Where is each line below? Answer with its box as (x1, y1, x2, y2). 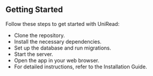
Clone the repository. (13, 32, 65, 39)
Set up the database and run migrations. (13, 44, 112, 51)
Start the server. (13, 50, 53, 58)
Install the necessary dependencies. (13, 38, 102, 45)
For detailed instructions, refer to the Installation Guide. (13, 63, 148, 70)
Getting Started (5, 5, 63, 15)
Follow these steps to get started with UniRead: (5, 20, 120, 27)
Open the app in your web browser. (13, 57, 100, 64)
